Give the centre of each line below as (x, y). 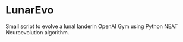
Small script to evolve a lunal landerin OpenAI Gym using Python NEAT (92, 26)
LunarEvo (30, 10)
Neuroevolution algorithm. (37, 32)
